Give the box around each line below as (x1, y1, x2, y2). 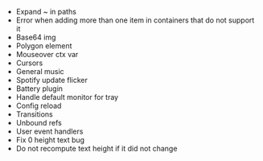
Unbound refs (15, 118, 62, 127)
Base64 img (15, 32, 56, 42)
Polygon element (15, 41, 72, 51)
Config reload (15, 101, 62, 110)
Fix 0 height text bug (15, 135, 85, 144)
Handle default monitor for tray (15, 93, 119, 101)
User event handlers (15, 126, 84, 136)
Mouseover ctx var (15, 50, 79, 59)
